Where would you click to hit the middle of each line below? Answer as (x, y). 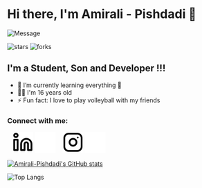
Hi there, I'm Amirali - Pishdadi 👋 (102, 14)
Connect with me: (38, 120)
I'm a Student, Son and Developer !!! (86, 68)
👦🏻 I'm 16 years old (45, 92)
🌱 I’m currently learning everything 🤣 (70, 85)
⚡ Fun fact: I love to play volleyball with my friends (89, 100)
